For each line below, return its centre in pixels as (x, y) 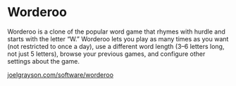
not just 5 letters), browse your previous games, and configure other (106, 54)
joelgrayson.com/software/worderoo (61, 75)
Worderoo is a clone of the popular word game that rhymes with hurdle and (116, 31)
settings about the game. (43, 61)
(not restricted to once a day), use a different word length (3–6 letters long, (116, 46)
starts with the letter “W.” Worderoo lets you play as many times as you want (118, 38)
